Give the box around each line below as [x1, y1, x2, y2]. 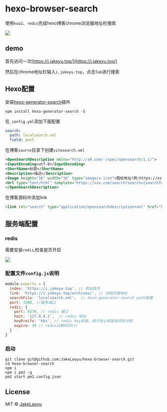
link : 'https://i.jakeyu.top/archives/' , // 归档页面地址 [9, 290, 128, 296]
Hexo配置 [5, 85, 35, 93]
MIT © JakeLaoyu [5, 401, 42, 407]
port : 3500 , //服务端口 [9, 300, 56, 305]
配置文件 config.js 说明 [5, 270, 60, 277]
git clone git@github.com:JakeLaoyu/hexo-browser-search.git [5, 357, 135, 362]
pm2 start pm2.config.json [5, 374, 61, 379]
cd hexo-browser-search [5, 361, 55, 366]
